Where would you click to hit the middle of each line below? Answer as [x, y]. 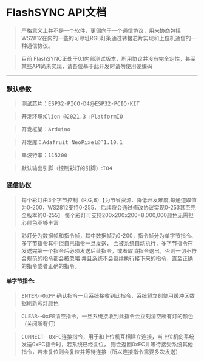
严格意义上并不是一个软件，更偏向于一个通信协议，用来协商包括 [101, 30]
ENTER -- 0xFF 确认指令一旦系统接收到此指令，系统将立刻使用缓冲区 [105, 295]
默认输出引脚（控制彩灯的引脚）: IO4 [67, 168]
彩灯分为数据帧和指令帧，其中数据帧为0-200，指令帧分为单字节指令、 [109, 235]
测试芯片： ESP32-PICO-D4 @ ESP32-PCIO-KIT [80, 103]
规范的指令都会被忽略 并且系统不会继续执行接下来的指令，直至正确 [110, 258]
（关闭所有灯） [40, 323]
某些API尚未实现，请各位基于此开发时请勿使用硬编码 [87, 66]
